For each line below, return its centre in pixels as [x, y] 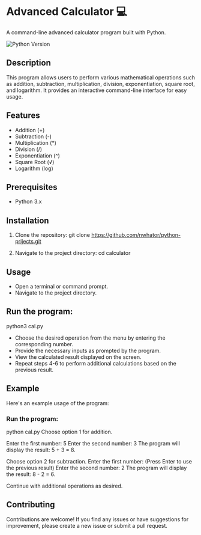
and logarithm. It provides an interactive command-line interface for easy [97, 90]
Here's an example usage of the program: [58, 403]
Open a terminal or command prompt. [61, 286]
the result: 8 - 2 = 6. [31, 474]
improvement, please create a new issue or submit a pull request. [87, 525]
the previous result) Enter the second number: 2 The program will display [97, 468]
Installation [28, 220]
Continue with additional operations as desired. [64, 486]
